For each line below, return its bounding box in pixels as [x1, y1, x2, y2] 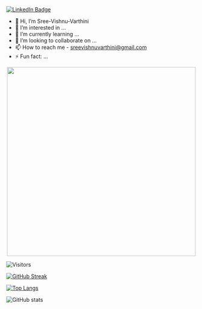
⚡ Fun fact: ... [14, 53, 48, 60]
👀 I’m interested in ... [14, 24, 66, 31]
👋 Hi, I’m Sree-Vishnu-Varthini [14, 18, 89, 25]
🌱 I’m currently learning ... [14, 30, 80, 37]
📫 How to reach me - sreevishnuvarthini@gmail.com [14, 44, 147, 51]
